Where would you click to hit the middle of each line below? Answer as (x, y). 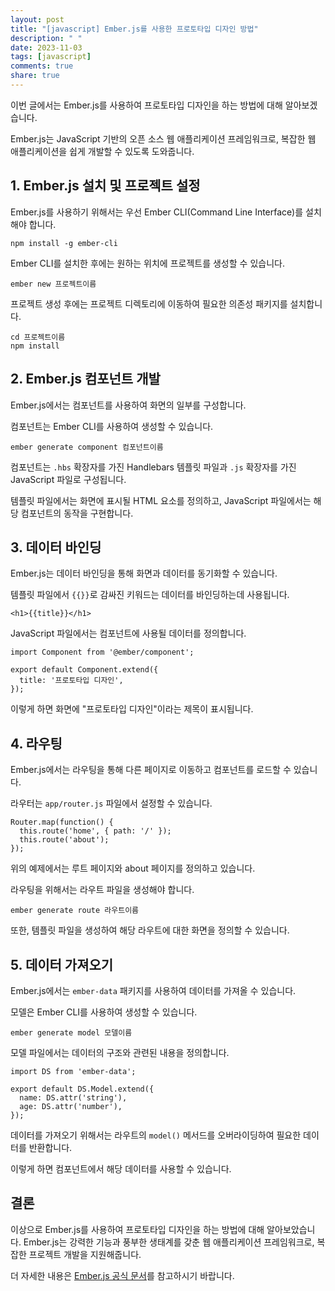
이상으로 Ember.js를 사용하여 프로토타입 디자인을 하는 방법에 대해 (137, 1229)
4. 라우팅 (36, 743)
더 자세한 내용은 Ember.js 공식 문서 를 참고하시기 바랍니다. (122, 1275)
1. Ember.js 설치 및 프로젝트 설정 (105, 186)
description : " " (46, 38)
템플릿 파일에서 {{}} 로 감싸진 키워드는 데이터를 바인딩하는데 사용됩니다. (150, 595)
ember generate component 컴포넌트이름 (87, 447)
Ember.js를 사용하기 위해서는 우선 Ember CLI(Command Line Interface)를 (157, 212)
